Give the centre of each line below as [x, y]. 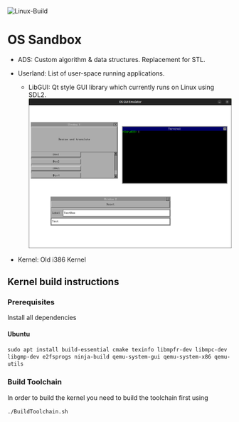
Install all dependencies [42, 318]
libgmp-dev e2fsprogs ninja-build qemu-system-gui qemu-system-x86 [110, 357]
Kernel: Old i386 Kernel [52, 259]
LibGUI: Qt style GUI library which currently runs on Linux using [121, 87]
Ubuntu [19, 334]
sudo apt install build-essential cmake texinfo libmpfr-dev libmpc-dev [117, 350]
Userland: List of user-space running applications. [91, 73]
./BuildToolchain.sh [38, 411]
